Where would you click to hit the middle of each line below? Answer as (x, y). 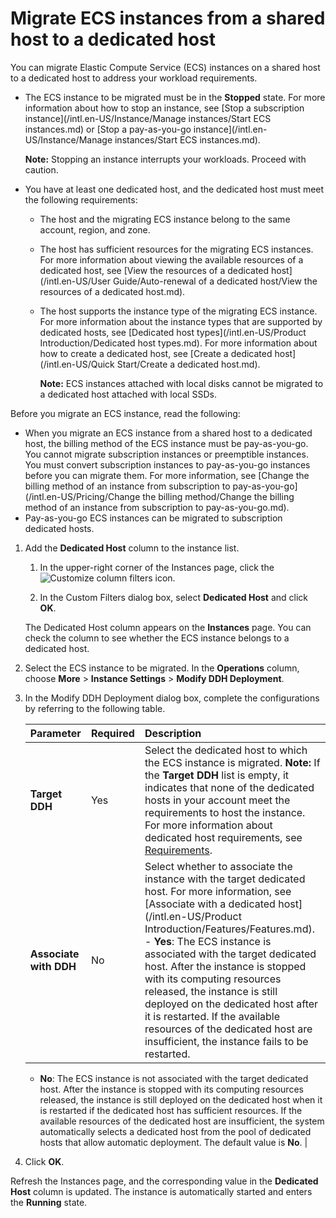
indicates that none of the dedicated (229, 787)
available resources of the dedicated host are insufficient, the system (182, 1121)
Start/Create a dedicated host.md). (188, 364)
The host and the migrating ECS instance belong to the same (165, 219)
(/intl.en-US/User (75, 281)
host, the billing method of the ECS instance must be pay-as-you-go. (166, 443)
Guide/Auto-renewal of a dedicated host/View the (215, 281)
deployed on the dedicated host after (231, 1004)
